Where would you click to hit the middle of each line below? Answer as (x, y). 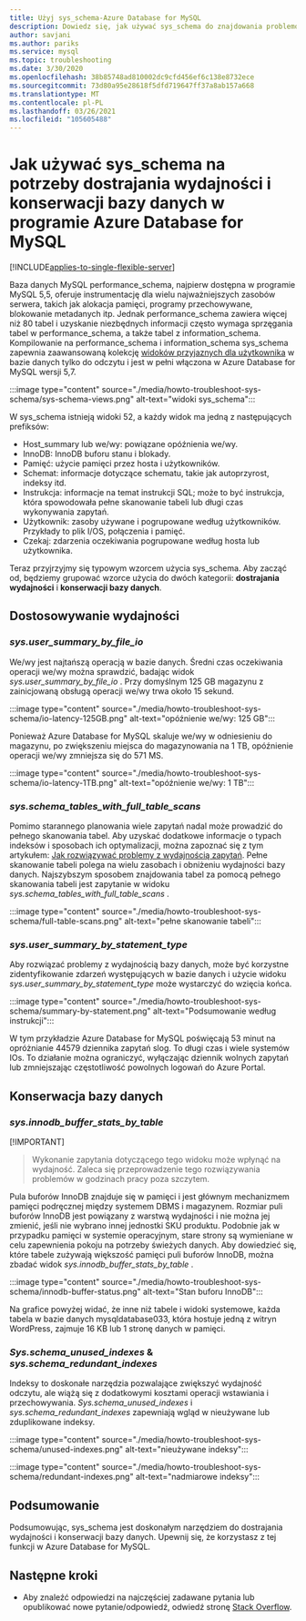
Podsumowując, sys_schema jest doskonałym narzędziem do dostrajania (146, 1527)
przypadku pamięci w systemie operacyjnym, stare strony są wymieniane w (152, 1236)
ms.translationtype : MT (55, 94)
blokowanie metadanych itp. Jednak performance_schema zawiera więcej (148, 314)
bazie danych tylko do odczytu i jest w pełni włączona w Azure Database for (153, 362)
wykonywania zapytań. (66, 512)
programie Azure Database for (127, 223)
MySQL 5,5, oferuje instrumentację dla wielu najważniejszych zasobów (143, 295)
